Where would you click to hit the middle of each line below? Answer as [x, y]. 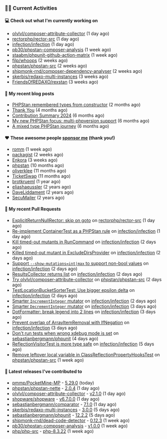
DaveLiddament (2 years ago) [43, 192]
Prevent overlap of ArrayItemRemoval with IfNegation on [71, 322]
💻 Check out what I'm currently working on [51, 20]
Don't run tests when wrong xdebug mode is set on [65, 333]
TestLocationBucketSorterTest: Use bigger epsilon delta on [73, 290]
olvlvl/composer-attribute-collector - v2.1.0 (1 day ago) [69, 393]
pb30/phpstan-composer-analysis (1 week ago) [62, 50]
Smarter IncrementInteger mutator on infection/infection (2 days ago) [84, 301]
